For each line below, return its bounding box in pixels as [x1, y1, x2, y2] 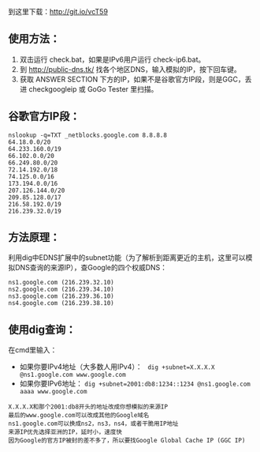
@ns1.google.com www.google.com [19, 371, 126, 379]
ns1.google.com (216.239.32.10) [8, 279, 114, 287]
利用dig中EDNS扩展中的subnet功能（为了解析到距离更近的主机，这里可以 [8, 253, 246, 262]
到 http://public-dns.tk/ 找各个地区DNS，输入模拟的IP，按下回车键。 [19, 64, 242, 73]
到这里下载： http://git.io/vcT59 [8, 7, 109, 16]
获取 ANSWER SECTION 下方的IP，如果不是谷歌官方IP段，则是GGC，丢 [19, 74, 252, 84]
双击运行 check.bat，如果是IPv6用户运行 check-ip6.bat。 [19, 55, 206, 64]
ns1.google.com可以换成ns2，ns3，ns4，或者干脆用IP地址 [8, 420, 179, 428]
